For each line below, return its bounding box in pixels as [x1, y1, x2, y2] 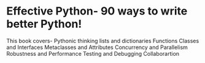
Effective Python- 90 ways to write [6, 4, 188, 18]
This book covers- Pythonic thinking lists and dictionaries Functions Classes [6, 37, 199, 44]
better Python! [6, 17, 82, 31]
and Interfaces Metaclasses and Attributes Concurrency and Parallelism [6, 44, 188, 51]
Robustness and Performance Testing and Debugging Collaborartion [6, 50, 180, 57]
